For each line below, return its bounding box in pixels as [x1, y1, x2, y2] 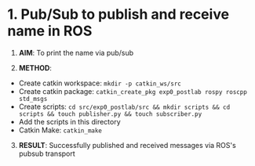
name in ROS [7, 22, 93, 40]
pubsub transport [18, 149, 75, 158]
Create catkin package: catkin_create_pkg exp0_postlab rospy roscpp [18, 86, 248, 96]
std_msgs [18, 95, 48, 103]
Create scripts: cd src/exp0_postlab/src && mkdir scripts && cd [18, 102, 231, 111]
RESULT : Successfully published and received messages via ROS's [18, 140, 236, 150]
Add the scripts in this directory [18, 117, 121, 126]
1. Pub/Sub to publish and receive [7, 5, 229, 23]
